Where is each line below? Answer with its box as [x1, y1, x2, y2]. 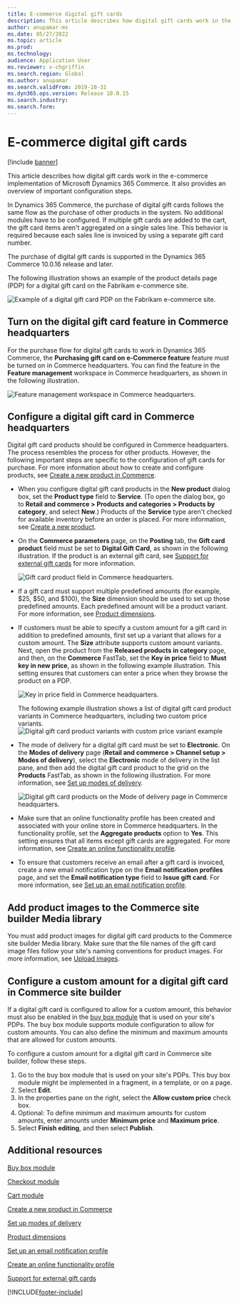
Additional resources [7, 1145, 103, 1157]
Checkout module [7, 1177, 60, 1185]
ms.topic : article [7, 37, 62, 44]
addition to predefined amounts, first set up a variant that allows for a [17, 631, 221, 639]
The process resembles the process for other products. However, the [7, 448, 211, 457]
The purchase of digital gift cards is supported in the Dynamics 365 [7, 252, 206, 260]
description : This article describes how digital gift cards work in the [7, 17, 232, 24]
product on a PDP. [17, 676, 72, 685]
